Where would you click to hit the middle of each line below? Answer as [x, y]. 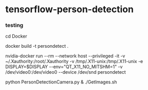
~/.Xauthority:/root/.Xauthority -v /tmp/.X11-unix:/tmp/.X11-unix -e [74, 62]
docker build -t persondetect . [37, 46]
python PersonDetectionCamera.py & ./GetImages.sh [61, 82]
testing [14, 25]
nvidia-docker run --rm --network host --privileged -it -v [65, 56]
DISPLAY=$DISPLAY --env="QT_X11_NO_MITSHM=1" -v [64, 67]
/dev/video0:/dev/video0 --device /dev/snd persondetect [66, 72]
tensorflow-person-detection [70, 9]
